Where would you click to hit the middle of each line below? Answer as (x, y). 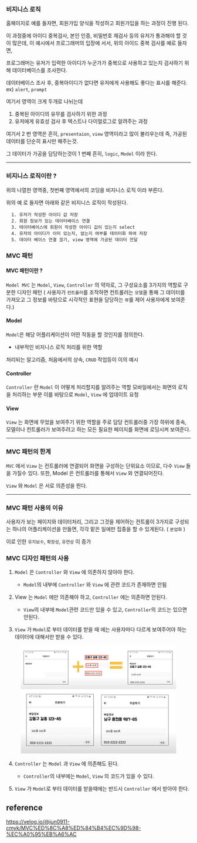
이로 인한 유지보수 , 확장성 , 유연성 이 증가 (49, 541)
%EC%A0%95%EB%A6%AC (41, 834)
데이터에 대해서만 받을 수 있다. (49, 637)
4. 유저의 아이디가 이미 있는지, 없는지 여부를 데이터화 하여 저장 (79, 234)
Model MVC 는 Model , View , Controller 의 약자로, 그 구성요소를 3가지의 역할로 (94, 285)
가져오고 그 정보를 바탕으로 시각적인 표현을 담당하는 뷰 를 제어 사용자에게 (88, 299)
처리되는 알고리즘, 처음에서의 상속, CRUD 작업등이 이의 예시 (72, 359)
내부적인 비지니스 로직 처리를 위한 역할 (58, 347)
